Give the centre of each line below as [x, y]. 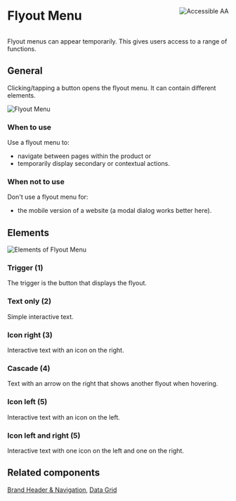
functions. [22, 48]
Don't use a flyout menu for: [48, 197]
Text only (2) [29, 301]
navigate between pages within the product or [84, 156]
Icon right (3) [30, 334]
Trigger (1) [25, 268]
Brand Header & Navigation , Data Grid [62, 490]
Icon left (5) [27, 402]
